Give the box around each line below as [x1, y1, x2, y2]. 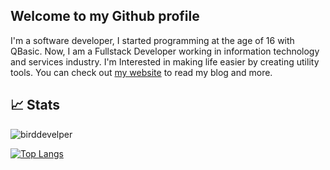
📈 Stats [10, 97, 61, 114]
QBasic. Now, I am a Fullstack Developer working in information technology [10, 45, 320, 57]
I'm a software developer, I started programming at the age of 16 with [10, 34, 295, 46]
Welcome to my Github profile [10, 8, 200, 25]
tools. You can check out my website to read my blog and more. [10, 66, 273, 78]
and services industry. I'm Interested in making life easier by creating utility [10, 55, 320, 68]
